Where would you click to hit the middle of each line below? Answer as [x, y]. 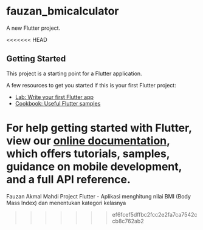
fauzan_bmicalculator [63, 11]
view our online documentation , [88, 140]
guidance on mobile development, [94, 167]
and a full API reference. [68, 179]
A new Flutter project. [33, 28]
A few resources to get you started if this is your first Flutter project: [91, 85]
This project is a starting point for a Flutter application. [74, 73]
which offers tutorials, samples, [88, 154]
